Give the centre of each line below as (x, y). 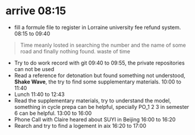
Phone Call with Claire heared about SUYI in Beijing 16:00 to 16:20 (95, 119)
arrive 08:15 (36, 11)
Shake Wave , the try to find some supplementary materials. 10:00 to (98, 82)
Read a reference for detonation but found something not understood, (100, 75)
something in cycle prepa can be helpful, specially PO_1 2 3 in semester (102, 107)
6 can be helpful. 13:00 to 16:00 (53, 113)
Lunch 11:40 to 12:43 (39, 94)
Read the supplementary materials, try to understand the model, (92, 100)
